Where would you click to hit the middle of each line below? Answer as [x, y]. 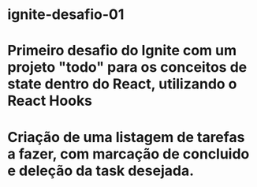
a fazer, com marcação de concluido [128, 153]
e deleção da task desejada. [101, 170]
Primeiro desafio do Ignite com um [122, 51]
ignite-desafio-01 [66, 15]
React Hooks [50, 101]
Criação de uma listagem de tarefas [126, 137]
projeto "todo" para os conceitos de [127, 67]
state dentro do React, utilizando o [122, 84]
